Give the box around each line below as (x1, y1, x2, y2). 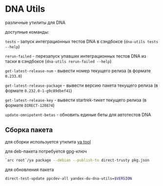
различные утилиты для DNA (5, 20, 66, 25)
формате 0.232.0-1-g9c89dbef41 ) (5, 87, 72, 93)
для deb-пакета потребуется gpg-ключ (5, 148, 87, 154)
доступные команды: (5, 29, 49, 35)
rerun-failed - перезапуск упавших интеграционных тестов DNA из (5, 53, 146, 59)
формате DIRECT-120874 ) (5, 102, 55, 108)
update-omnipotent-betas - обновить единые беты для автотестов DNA (5, 111, 151, 118)
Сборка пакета (5, 126, 53, 134)
